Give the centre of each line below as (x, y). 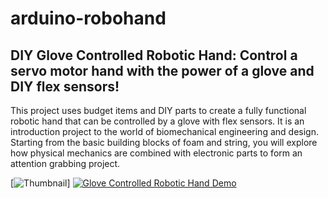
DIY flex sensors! (65, 86)
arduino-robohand (88, 18)
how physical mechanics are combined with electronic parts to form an (156, 153)
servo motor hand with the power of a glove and (162, 70)
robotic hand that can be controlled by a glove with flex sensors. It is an (157, 121)
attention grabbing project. (65, 163)
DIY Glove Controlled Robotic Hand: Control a (154, 55)
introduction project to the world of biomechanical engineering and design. (164, 131)
